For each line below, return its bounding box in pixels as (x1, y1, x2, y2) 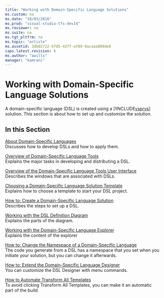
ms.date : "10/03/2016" (5, 16, 52, 21)
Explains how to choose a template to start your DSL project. (5, 188, 128, 194)
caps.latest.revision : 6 (5, 48, 56, 53)
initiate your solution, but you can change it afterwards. (5, 253, 117, 258)
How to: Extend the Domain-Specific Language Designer (5, 262, 120, 268)
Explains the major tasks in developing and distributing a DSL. (5, 158, 131, 164)
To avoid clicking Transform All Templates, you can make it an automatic (5, 282, 152, 288)
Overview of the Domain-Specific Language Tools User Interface (5, 168, 137, 174)
